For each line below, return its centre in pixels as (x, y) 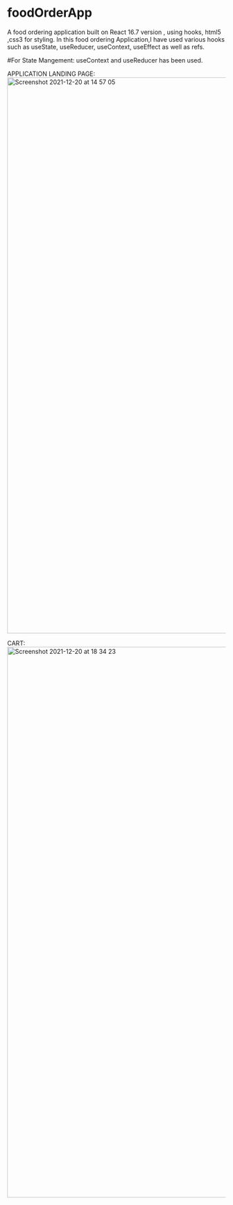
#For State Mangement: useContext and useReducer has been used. (105, 60)
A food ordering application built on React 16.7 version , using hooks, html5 (114, 32)
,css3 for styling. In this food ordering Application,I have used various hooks (116, 39)
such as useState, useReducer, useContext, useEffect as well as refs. (106, 47)
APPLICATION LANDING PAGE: (51, 74)
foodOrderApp (50, 13)
